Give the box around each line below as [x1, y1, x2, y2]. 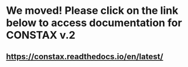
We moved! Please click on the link [6, 4, 179, 17]
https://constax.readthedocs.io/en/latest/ [6, 51, 163, 61]
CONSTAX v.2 [6, 29, 76, 42]
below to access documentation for [6, 16, 183, 29]
